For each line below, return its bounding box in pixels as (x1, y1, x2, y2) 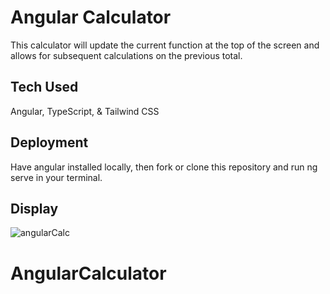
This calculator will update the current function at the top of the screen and (10, 39, 320, 51)
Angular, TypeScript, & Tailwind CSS (10, 105, 160, 117)
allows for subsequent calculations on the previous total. (10, 49, 243, 61)
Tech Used (10, 79, 79, 96)
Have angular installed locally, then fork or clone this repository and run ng (10, 161, 318, 173)
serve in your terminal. (10, 171, 103, 183)
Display (10, 200, 59, 217)
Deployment (10, 134, 89, 151)
